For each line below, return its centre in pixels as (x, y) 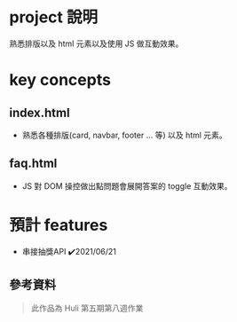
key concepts (60, 80)
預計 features (59, 225)
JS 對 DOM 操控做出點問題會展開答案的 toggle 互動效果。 (127, 185)
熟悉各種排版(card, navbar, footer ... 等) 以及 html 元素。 (125, 135)
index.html (39, 112)
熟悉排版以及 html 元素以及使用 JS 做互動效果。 (96, 43)
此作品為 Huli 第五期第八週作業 (87, 308)
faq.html (33, 164)
